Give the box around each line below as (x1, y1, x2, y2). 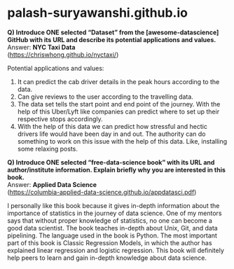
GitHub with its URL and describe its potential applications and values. (7, 35, 216, 43)
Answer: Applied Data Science (7, 180, 97, 188)
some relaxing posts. (17, 144, 78, 153)
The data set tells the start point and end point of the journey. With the (17, 99, 221, 108)
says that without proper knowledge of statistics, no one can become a (7, 216, 212, 225)
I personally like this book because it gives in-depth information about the (7, 201, 220, 209)
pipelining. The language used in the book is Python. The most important (7, 231, 217, 240)
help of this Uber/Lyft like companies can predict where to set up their (17, 107, 219, 116)
